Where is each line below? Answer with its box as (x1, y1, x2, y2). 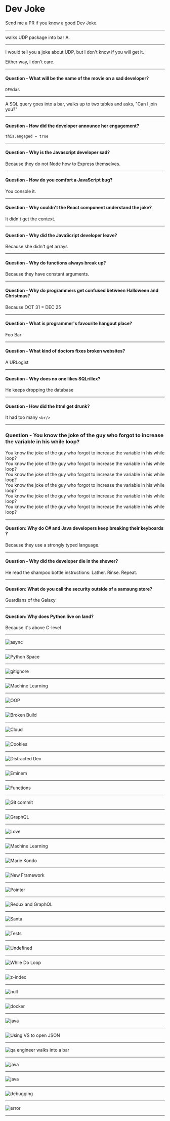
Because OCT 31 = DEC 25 (5, 304, 61, 310)
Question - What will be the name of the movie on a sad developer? (5, 75, 149, 81)
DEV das (5, 87, 20, 93)
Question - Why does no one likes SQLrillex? (5, 375, 101, 381)
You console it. (5, 188, 36, 194)
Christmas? (5, 292, 30, 299)
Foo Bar (5, 331, 22, 337)
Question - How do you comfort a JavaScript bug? (5, 177, 113, 183)
